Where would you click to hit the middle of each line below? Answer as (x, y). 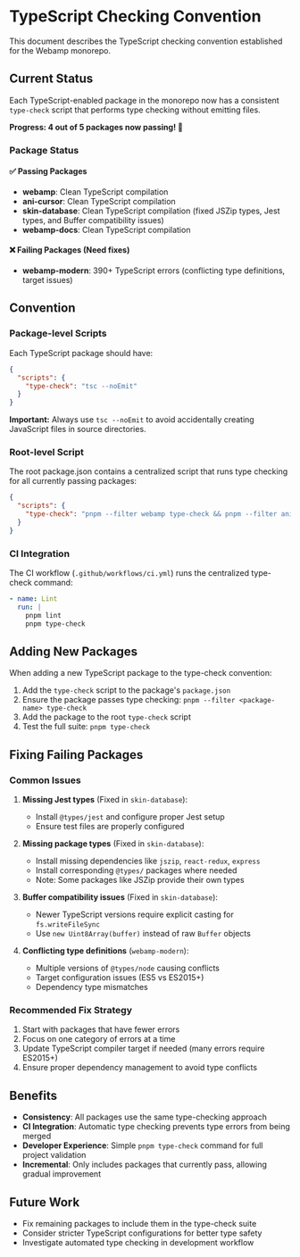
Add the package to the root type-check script (107, 717)
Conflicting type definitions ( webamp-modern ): (105, 951)
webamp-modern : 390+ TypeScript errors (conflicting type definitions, (154, 271)
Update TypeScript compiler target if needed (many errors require (143, 1049)
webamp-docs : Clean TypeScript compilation (106, 229)
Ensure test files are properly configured (110, 827)
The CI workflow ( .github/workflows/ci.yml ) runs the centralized (129, 573)
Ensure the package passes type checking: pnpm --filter (129, 700)
